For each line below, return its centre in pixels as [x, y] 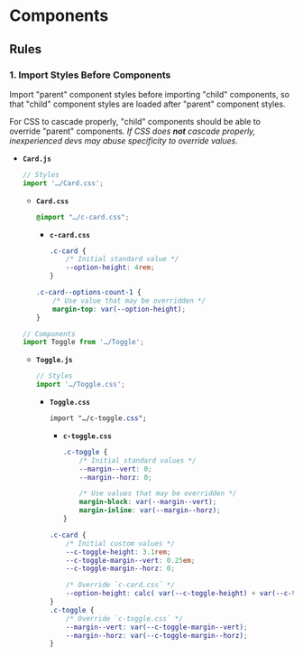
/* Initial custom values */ [121, 543]
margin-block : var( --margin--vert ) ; [148, 502]
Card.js [37, 159]
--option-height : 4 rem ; [110, 267]
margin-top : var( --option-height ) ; [119, 309]
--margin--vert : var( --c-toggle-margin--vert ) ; [157, 627]
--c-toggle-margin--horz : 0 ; [121, 569]
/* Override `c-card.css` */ [121, 585]
